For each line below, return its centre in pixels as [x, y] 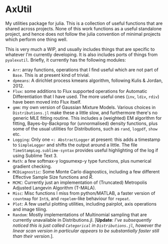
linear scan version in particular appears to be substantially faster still [86, 230]
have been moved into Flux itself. [47, 102]
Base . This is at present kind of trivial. [51, 75]
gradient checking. [32, 166]
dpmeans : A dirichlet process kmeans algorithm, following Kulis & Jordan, [88, 80]
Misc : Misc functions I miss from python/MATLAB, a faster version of [84, 193]
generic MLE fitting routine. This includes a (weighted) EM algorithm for [87, 118]
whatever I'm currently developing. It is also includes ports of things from [81, 55]
